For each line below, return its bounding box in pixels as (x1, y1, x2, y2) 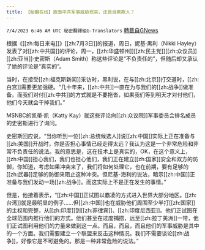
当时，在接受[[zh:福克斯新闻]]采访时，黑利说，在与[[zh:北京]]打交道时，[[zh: (6, 75, 199, 83)
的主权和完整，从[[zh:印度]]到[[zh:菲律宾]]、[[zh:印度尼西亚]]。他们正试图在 (6, 206, 198, 214)
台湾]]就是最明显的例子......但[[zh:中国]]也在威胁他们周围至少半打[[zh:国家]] (6, 199, 196, 206)
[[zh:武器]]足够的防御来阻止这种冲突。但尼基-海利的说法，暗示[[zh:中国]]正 (6, 170, 196, 178)
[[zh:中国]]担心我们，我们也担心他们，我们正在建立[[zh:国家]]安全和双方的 (6, 155, 193, 162)
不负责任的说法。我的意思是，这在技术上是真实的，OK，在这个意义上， (11, 148, 192, 155)
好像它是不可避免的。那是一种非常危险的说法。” (21, 237, 139, 244)
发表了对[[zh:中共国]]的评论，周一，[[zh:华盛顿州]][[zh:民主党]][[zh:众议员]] (6, 47, 197, 55)
